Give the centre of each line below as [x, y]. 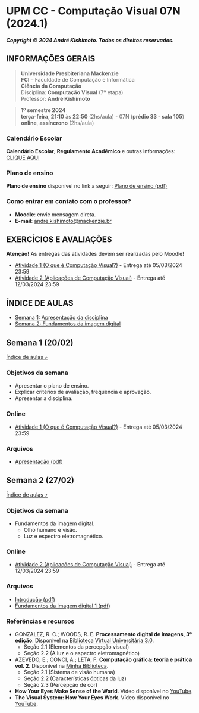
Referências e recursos [40, 621]
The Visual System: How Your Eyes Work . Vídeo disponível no [92, 697]
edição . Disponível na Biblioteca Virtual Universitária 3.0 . [84, 640]
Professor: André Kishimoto [55, 98]
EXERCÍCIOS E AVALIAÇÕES [59, 240]
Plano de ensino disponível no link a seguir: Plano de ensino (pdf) [87, 186]
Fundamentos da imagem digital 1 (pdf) [63, 606]
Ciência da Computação [51, 86]
